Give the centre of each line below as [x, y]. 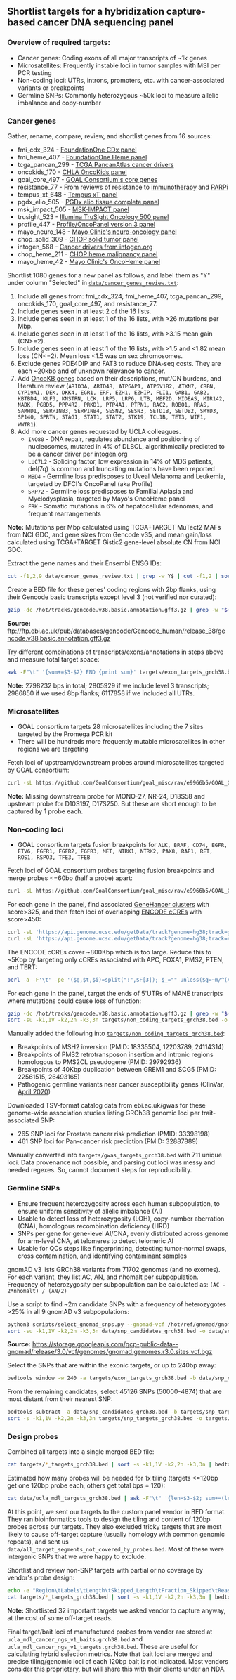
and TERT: [22, 967]
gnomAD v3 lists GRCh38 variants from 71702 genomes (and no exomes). [114, 1269]
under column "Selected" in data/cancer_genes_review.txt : [93, 282]
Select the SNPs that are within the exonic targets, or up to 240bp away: [112, 1365]
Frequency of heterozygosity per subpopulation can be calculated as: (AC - [117, 1284]
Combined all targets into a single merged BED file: [81, 1452]
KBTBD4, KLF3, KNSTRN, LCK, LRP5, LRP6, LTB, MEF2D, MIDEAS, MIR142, [122, 399]
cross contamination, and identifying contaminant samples [102, 1256]
